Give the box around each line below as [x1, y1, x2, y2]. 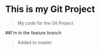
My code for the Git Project [17, 20, 73, 26]
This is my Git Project [5, 3, 95, 15]
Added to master [17, 39, 52, 45]
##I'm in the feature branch [5, 29, 61, 35]
